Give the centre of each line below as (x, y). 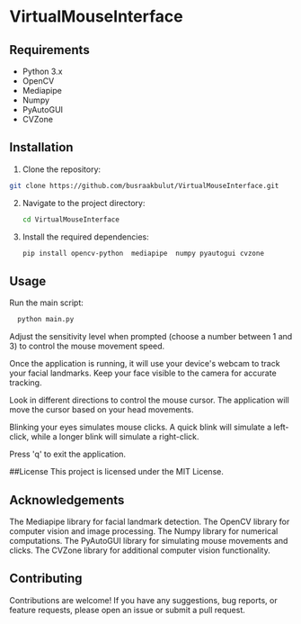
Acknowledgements (67, 500)
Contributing (46, 579)
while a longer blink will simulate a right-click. (115, 437)
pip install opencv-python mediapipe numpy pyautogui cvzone (143, 253)
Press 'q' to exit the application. (68, 454)
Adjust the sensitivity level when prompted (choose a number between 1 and (151, 337)
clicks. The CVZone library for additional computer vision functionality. (140, 550)
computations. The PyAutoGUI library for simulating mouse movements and (149, 540)
